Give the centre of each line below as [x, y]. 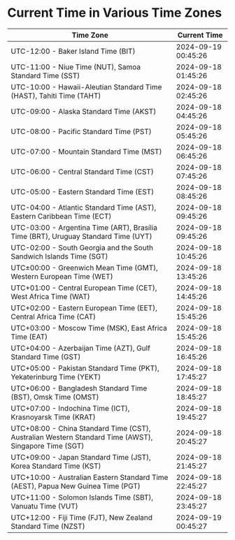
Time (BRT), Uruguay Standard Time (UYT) [81, 236]
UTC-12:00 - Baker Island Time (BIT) [73, 51]
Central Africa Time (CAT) [54, 316]
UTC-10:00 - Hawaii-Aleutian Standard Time [86, 87]
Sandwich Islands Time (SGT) [59, 256]
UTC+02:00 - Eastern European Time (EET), [84, 307]
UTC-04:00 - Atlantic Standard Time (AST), [84, 207]
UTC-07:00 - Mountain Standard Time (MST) [86, 152]
